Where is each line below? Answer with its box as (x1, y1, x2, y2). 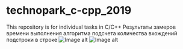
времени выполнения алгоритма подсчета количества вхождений (6, 29, 178, 36)
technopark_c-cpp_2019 (6, 4, 132, 17)
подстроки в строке (6, 36, 58, 43)
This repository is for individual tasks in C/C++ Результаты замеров (6, 23, 176, 30)
